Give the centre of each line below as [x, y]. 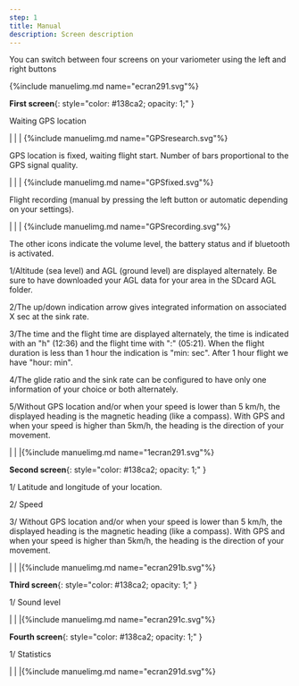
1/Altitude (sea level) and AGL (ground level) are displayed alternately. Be [143, 271]
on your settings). [42, 209]
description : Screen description [71, 34]
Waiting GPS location [48, 121]
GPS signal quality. [44, 165]
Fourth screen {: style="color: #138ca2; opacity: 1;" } [106, 637]
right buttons [33, 69]
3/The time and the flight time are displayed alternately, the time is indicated [149, 334]
